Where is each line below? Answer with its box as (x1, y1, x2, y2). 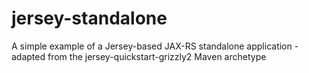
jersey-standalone (11, 7, 168, 30)
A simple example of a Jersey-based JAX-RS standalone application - (11, 40, 299, 52)
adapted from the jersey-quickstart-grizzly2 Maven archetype (11, 50, 267, 62)
